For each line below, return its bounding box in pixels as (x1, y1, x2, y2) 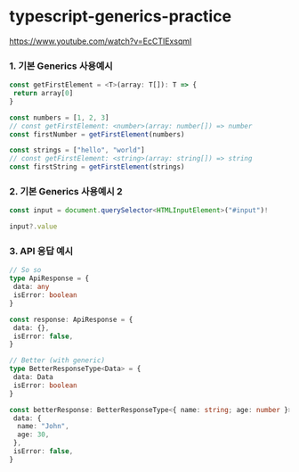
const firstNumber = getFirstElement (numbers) (9, 129, 185, 139)
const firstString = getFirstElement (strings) (9, 162, 185, 171)
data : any (12, 283, 50, 292)
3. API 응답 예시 (9, 245, 74, 258)
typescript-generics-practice (9, 6, 232, 27)
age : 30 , (17, 430, 50, 439)
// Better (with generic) (9, 356, 105, 365)
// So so (9, 266, 42, 275)
